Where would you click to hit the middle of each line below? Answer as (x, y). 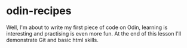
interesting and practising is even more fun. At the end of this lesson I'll (94, 33)
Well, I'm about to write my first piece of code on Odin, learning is (87, 27)
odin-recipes (39, 11)
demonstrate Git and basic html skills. (52, 40)
